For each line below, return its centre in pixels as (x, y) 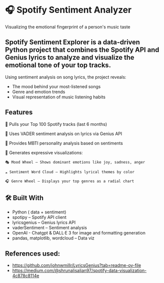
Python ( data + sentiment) (39, 212)
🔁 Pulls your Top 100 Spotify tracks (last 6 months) (56, 124)
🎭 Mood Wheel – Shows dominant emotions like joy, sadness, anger (75, 162)
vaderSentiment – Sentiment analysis (49, 228)
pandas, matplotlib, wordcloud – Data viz (53, 238)
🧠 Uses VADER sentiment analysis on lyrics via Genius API (64, 134)
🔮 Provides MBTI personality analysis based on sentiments (64, 143)
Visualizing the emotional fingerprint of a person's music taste (68, 27)
